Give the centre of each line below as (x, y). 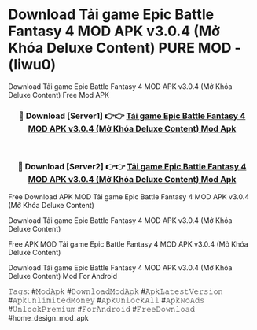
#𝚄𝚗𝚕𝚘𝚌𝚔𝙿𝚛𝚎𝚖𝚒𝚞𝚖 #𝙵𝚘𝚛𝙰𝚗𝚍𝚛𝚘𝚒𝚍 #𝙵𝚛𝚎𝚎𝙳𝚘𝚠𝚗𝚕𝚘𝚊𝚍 (101, 309)
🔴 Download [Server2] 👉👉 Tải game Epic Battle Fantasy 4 (132, 167)
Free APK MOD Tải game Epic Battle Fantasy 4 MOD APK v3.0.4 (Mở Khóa (128, 244)
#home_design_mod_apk (48, 317)
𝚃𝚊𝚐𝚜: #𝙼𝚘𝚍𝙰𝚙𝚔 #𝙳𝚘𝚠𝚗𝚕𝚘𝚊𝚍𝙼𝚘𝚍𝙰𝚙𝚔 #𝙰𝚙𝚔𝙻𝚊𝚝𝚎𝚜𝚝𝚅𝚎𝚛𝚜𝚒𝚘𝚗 (116, 291)
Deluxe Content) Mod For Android (63, 276)
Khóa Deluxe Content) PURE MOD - (125, 48)
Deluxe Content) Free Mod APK (59, 95)
